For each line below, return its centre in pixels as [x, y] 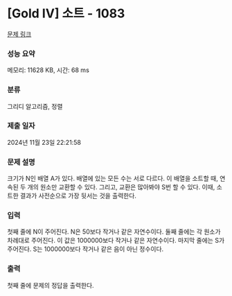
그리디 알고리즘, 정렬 [35, 106]
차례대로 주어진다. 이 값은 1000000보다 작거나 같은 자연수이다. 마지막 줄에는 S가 [116, 241]
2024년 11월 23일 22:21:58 [44, 142]
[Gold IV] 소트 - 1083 [66, 14]
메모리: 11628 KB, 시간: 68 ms [48, 70]
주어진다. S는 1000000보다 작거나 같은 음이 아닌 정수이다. [86, 249]
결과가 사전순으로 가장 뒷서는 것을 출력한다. [78, 196]
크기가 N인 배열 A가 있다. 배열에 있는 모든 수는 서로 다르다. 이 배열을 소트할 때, [113, 179]
